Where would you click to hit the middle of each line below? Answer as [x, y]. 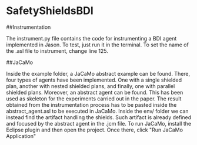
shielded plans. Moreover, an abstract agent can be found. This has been [95, 92]
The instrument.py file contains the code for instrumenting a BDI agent [91, 38]
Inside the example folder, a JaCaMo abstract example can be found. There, [98, 73]
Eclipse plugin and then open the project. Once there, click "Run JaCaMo [95, 130]
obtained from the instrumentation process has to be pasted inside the [91, 104]
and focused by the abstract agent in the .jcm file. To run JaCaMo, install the [99, 123]
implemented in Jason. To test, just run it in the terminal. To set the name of [98, 45]
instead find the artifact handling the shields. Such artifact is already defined [99, 117]
